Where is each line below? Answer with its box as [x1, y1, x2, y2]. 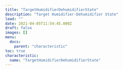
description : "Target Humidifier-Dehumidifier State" [5, 12, 119, 17]
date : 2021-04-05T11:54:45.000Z [5, 21, 72, 26]
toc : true [5, 48, 26, 53]
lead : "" [5, 16, 23, 21]
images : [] [5, 30, 28, 35]
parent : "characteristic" [14, 44, 68, 49]
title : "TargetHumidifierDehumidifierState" [5, 7, 99, 12]
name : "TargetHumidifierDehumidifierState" [9, 58, 101, 63]
